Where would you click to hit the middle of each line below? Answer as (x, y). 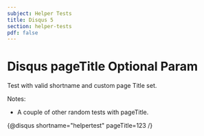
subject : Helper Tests (39, 13)
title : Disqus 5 (30, 20)
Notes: (16, 99)
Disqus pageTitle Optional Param (102, 67)
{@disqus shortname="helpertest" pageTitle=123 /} (80, 126)
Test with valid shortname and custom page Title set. (82, 86)
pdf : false (23, 33)
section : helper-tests (39, 26)
